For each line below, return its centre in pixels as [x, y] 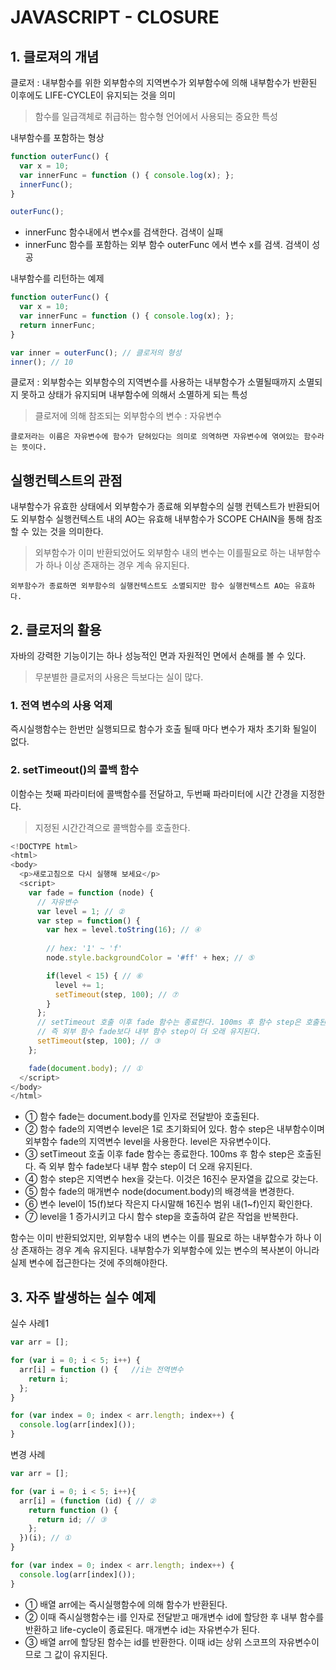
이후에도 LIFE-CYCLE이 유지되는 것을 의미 [93, 95]
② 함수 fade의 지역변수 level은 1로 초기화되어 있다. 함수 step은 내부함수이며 [174, 1129]
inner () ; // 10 [42, 362]
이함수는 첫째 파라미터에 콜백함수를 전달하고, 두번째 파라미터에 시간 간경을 [154, 793]
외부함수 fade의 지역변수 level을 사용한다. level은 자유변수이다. [148, 1142]
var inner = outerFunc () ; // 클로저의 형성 [96, 352]
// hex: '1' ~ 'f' [84, 949]
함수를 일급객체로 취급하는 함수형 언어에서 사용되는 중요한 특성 [156, 116]
